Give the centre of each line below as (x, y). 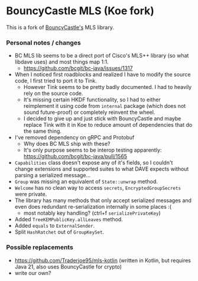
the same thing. (43, 131)
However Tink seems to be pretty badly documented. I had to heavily (108, 87)
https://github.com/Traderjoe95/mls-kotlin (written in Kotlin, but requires (103, 260)
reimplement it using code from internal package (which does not (105, 106)
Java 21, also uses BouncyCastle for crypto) (68, 266)
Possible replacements (40, 247)
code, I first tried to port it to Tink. (56, 81)
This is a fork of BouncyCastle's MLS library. (60, 27)
